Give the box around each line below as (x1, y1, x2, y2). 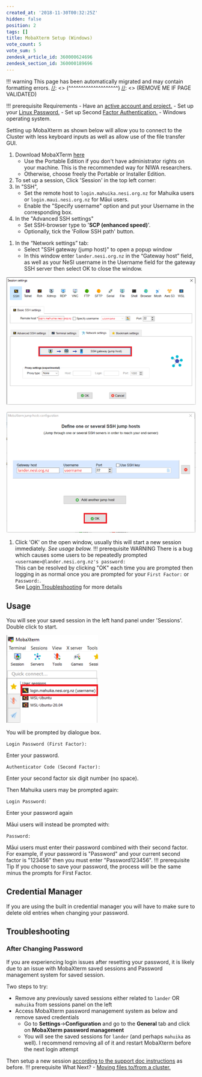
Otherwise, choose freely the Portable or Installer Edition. (23, 170, 167, 177)
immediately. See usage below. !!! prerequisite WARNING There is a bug (14, 545, 193, 553)
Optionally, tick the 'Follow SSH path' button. (23, 227, 135, 235)
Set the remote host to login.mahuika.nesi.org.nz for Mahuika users (23, 189, 194, 197)
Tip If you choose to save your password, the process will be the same (6, 863, 182, 870)
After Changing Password (6, 945, 83, 953)
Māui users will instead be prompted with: (6, 821, 110, 828)
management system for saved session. (6, 971, 105, 978)
